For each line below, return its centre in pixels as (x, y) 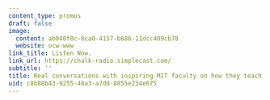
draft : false (30, 23)
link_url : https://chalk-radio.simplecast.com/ (90, 61)
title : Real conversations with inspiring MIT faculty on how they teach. (137, 76)
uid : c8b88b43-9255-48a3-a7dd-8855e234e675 (83, 83)
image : (19, 31)
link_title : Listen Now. (50, 53)
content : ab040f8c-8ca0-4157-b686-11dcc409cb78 (97, 38)
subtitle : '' (30, 69)
